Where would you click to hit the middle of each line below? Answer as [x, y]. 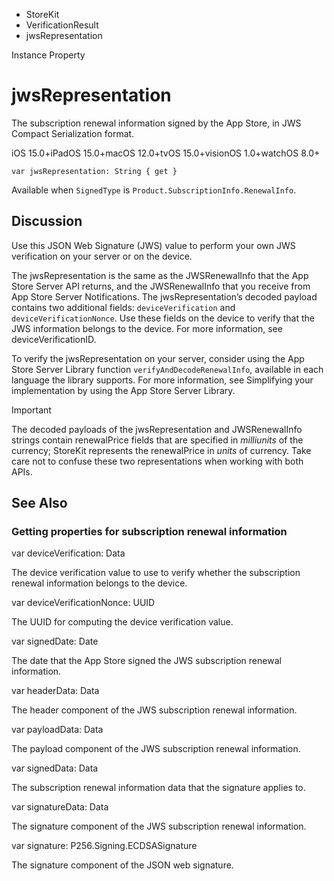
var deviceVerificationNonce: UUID [83, 603]
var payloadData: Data [57, 730]
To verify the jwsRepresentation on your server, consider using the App [158, 358]
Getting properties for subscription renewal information [149, 532]
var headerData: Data [55, 691]
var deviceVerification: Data [68, 553]
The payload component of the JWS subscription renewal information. [156, 749]
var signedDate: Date [55, 641]
